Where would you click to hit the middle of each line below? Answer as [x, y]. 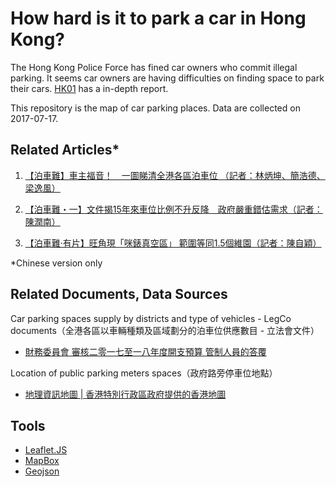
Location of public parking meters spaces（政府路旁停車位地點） [144, 373]
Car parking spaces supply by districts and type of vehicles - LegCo [151, 318]
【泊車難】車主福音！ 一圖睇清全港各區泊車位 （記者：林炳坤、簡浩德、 [175, 175]
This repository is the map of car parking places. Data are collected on [155, 108]
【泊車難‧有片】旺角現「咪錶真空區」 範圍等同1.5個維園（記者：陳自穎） [173, 243]
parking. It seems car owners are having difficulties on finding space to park [167, 78]
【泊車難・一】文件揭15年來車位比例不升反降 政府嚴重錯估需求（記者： [173, 209]
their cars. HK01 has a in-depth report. [89, 88]
